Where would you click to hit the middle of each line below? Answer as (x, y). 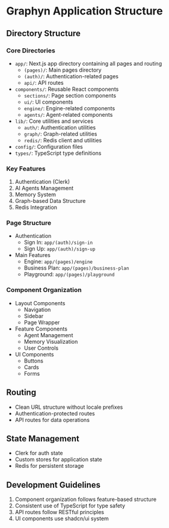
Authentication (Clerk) (42, 182)
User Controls (41, 348)
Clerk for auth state (39, 453)
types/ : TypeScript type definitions (58, 153)
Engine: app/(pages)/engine (58, 262)
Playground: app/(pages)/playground (69, 275)
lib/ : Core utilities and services (54, 121)
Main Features (33, 255)
